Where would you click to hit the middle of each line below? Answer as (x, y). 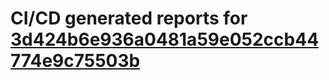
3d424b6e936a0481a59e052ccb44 (165, 39)
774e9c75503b (75, 61)
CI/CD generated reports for (129, 18)
